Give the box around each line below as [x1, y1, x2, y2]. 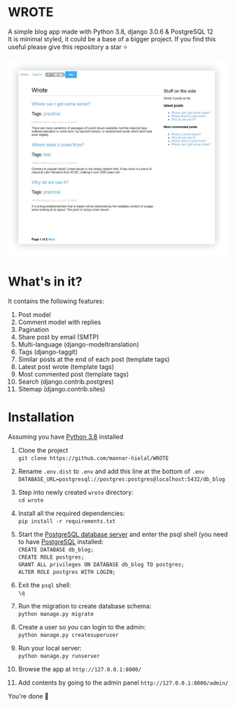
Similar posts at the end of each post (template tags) [17, 355, 170, 363]
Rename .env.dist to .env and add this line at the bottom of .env [17, 467, 205, 475]
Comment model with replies [17, 318, 101, 326]
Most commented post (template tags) [17, 370, 129, 378]
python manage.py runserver [17, 652, 100, 659]
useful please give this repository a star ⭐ [8, 43, 128, 51]
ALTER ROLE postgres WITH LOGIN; [17, 568, 116, 575]
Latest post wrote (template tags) [17, 362, 115, 371]
